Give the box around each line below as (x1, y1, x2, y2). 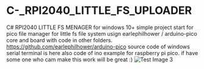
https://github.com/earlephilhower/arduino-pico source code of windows (6, 43, 191, 50)
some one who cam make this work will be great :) (6, 56, 133, 63)
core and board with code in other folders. (6, 36, 113, 44)
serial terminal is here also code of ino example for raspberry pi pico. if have (6, 49, 199, 56)
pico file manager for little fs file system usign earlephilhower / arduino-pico (6, 30, 197, 37)
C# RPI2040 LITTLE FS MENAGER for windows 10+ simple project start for (6, 24, 194, 31)
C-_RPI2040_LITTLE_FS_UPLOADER (6, 4, 192, 18)
